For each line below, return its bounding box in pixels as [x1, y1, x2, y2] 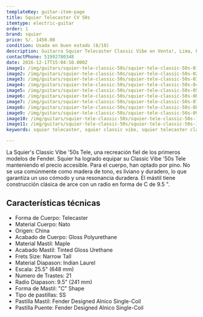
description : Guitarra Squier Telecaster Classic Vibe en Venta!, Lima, [6, 48, 193, 54]
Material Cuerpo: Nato [14, 220, 71, 228]
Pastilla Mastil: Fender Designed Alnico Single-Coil [14, 297, 141, 305]
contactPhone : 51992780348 [6, 54, 74, 60]
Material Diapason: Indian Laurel [14, 259, 95, 266]
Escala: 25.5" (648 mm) [14, 265, 74, 272]
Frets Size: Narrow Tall [14, 252, 71, 260]
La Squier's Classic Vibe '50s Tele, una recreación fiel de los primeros [6, 149, 181, 156]
